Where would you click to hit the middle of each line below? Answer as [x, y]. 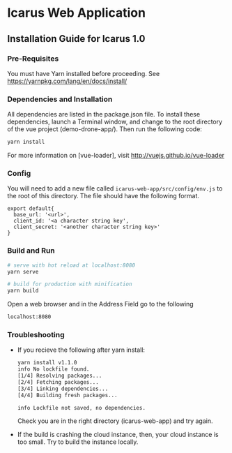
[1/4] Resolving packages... [60, 376]
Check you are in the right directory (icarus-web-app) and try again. [115, 421]
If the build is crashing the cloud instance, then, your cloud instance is [118, 435]
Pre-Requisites [33, 59]
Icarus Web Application [77, 13]
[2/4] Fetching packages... [58, 382]
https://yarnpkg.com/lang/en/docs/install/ [67, 81]
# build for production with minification [70, 284]
